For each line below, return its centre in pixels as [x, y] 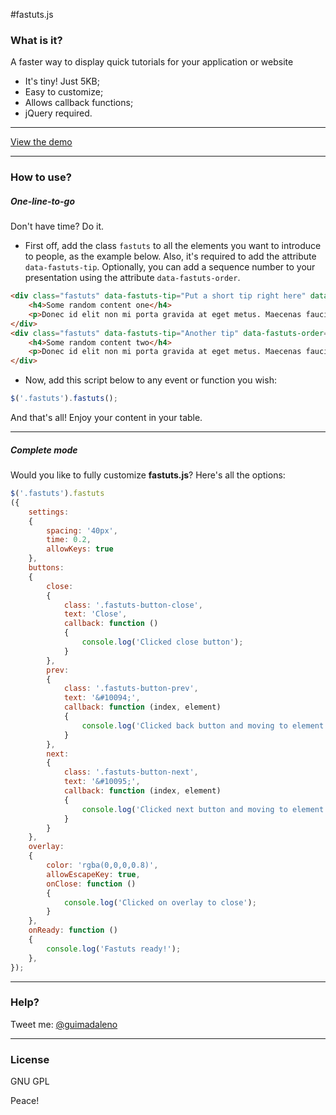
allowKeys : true [80, 549]
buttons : [46, 568]
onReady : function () [73, 930]
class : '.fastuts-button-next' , [131, 772]
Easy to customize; [64, 92]
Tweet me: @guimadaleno [64, 1024]
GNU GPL [30, 1081]
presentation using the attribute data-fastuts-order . [132, 278]
